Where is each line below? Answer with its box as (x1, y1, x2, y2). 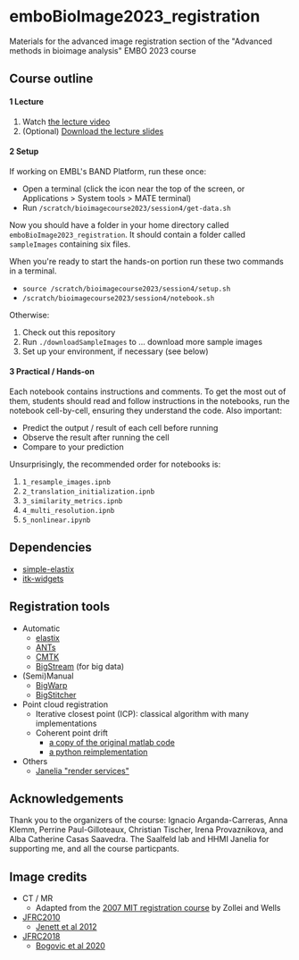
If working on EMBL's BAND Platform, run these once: (9, 165, 207, 176)
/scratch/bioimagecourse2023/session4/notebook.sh (21, 293, 215, 303)
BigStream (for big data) (35, 661, 125, 671)
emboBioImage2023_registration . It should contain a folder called (9, 229, 245, 240)
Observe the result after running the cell (21, 432, 170, 442)
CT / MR (21, 893, 54, 904)
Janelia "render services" (35, 765, 129, 776)
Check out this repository (21, 326, 116, 337)
